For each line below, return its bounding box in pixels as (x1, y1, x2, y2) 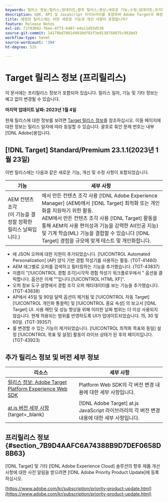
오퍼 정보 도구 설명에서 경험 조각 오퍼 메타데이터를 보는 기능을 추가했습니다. (12, 283, 159, 289)
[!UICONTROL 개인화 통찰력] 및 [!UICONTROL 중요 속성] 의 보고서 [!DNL (12, 300, 156, 306)
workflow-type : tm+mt (5, 36, 50, 41)
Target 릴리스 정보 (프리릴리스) (5, 72, 126, 83)
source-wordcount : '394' (5, 40, 57, 45)
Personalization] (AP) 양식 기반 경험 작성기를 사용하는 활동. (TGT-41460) (12, 258, 157, 264)
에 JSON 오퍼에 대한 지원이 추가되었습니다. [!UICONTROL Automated (12, 251, 150, 257)
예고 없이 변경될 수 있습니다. (5, 96, 60, 102)
